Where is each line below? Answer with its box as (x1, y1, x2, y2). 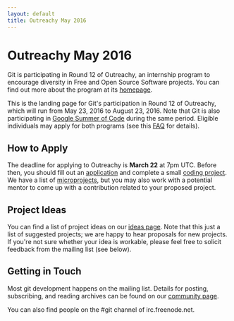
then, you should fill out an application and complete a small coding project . (7, 169, 227, 177)
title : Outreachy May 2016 (7, 17, 87, 24)
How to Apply (7, 142, 68, 154)
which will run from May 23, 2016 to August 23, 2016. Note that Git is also (7, 107, 221, 115)
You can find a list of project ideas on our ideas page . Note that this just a (7, 223, 221, 231)
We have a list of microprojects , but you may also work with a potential (7, 176, 213, 184)
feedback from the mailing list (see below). (7, 245, 132, 254)
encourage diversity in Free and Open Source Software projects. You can (7, 78, 220, 87)
